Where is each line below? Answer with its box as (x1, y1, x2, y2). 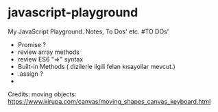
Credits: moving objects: (8, 90, 77, 98)
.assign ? (17, 70, 43, 78)
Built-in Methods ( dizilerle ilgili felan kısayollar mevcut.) (17, 62, 175, 70)
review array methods (17, 48, 80, 56)
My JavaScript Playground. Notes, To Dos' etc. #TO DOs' (8, 27, 169, 36)
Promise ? (17, 40, 47, 48)
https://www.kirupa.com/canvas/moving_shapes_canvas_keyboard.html (8, 97, 211, 105)
